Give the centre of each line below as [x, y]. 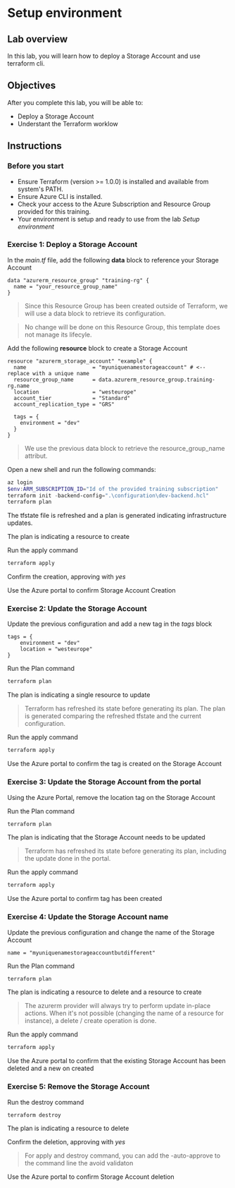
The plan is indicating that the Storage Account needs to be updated [106, 837]
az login [20, 482]
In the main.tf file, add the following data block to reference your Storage [113, 260]
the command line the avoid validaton [79, 1163]
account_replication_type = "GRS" [64, 404]
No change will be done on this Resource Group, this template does [122, 327]
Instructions [34, 146]
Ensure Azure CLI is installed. [60, 196]
